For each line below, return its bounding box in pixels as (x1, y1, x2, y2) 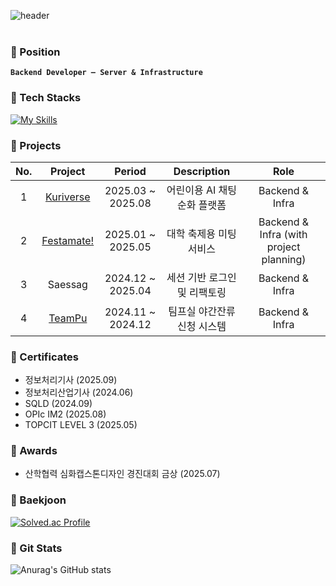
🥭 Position (10, 45, 61, 59)
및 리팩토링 (176, 285, 227, 299)
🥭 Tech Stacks (10, 91, 82, 105)
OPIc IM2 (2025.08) (24, 408, 107, 420)
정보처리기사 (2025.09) (24, 374, 118, 386)
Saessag (47, 277, 88, 291)
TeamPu (48, 311, 88, 325)
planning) (261, 252, 307, 266)
